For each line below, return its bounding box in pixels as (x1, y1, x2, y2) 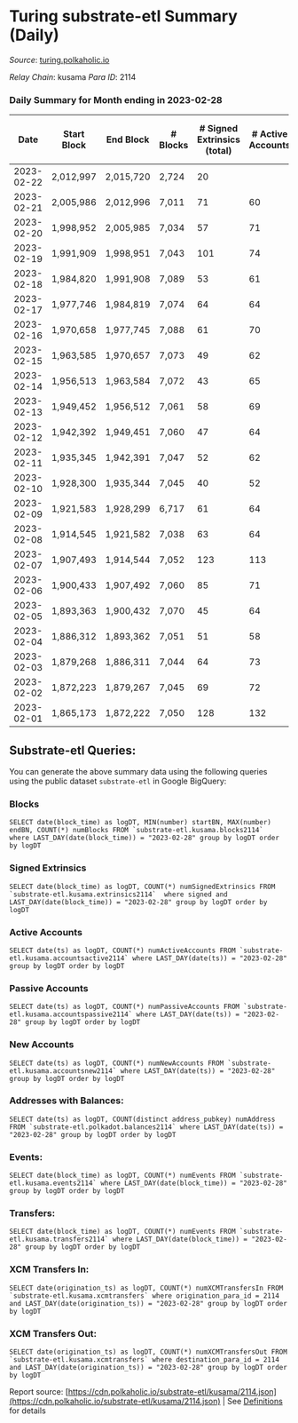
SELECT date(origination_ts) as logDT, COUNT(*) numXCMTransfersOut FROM (9, 1347, 288, 1356)
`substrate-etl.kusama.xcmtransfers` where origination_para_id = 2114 (9, 1291, 279, 1300)
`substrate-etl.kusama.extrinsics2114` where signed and (9, 890, 228, 899)
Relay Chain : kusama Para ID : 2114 (9, 71, 137, 82)
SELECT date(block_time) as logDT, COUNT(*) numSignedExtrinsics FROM (9, 882, 276, 891)
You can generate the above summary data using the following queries (9, 767, 268, 777)
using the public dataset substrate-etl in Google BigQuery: (9, 775, 227, 787)
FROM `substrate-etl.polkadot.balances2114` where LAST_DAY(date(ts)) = (9, 1122, 284, 1132)
